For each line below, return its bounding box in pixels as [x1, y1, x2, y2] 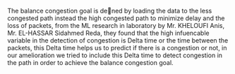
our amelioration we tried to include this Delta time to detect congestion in [7, 51, 223, 59]
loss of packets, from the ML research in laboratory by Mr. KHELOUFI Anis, [7, 22, 224, 29]
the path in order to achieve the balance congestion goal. [7, 59, 174, 66]
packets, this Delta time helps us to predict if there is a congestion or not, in [7, 44, 227, 52]
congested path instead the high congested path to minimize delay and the [7, 14, 225, 22]
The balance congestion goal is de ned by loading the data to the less [7, 7, 212, 15]
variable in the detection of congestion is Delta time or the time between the [7, 36, 229, 45]
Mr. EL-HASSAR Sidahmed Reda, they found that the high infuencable [7, 29, 210, 37]
